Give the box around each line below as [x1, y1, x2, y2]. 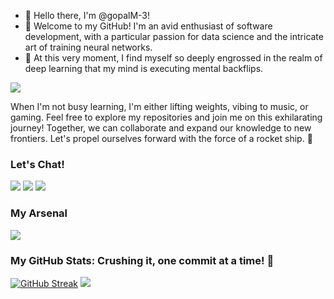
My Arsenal [10, 206, 68, 220]
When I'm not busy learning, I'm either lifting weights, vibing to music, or [10, 101, 309, 112]
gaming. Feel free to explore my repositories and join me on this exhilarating [10, 111, 323, 123]
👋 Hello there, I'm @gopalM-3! [24, 10, 151, 21]
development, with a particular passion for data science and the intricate [24, 31, 324, 42]
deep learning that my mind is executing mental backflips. [24, 63, 264, 74]
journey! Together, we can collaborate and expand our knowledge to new [10, 122, 312, 134]
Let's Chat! [10, 157, 65, 171]
